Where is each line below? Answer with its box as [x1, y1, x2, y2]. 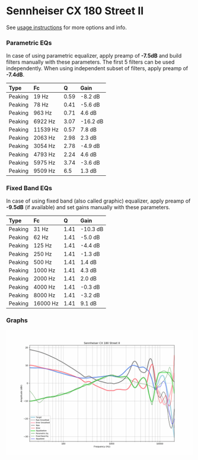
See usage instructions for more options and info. [6, 24, 127, 31]
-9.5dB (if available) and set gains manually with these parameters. [6, 204, 171, 211]
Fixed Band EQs [6, 184, 52, 192]
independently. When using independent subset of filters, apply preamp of [6, 65, 189, 72]
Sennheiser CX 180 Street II [6, 4, 144, 18]
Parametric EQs [6, 39, 52, 47]
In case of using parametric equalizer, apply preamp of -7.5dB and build [6, 52, 182, 59]
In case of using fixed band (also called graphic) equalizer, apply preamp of [6, 197, 191, 204]
